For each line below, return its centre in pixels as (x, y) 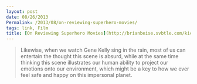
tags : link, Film (27, 28)
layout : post (22, 11)
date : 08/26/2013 (27, 17)
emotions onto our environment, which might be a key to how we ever (105, 69)
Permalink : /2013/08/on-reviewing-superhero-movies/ (72, 22)
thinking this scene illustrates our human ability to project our (94, 63)
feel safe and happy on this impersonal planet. (76, 75)
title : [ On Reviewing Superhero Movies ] (56, 33)
